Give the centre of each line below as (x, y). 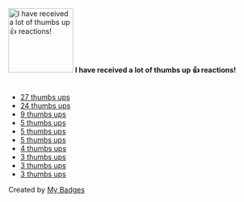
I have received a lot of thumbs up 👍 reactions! (156, 70)
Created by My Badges (46, 190)
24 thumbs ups (45, 105)
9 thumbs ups (43, 114)
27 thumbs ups (45, 97)
